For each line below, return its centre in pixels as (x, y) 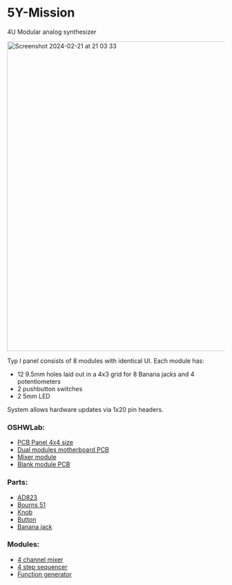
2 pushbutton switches (50, 388)
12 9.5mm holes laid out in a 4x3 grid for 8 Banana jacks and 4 (106, 374)
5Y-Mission (41, 13)
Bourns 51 (31, 504)
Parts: (18, 482)
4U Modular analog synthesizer (52, 32)
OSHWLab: (26, 427)
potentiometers (39, 381)
